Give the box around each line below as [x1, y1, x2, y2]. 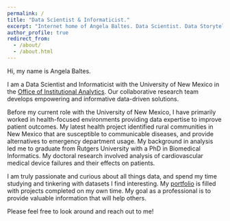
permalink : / [7, 10, 44, 17]
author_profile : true [7, 29, 69, 36]
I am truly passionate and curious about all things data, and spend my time [7, 172, 218, 180]
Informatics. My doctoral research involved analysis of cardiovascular [7, 151, 204, 159]
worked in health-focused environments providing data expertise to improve [7, 115, 222, 123]
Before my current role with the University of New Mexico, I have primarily [7, 107, 216, 116]
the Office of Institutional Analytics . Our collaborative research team [7, 87, 199, 96]
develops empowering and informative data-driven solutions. [7, 94, 179, 103]
